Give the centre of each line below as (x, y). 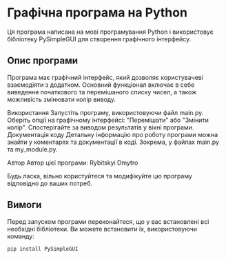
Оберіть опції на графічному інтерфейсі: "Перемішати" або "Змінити (108, 120)
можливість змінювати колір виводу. (61, 99)
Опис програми (42, 61)
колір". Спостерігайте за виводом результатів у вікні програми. (101, 127)
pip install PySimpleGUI (43, 249)
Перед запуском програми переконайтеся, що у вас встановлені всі (108, 221)
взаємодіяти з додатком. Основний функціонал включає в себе (101, 85)
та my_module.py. (32, 149)
